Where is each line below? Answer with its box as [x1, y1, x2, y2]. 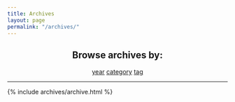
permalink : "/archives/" [7, 23, 80, 30]
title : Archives [7, 10, 55, 17]
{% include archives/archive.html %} [7, 88, 113, 96]
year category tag [92, 68, 143, 76]
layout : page [7, 17, 45, 24]
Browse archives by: [72, 49, 163, 61]
